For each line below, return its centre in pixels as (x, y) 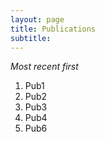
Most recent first (44, 67)
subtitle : (31, 38)
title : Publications (53, 29)
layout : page (37, 19)
